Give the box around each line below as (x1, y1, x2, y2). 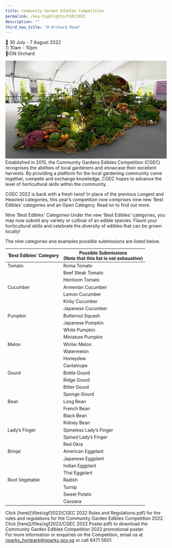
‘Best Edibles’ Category (7, 252, 59, 259)
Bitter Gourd (63, 384, 89, 390)
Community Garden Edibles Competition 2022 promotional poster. (5, 526, 145, 532)
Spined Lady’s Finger (63, 434, 107, 440)
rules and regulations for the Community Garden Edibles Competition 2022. (5, 515, 165, 521)
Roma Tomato (63, 262, 93, 269)
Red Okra (63, 441, 83, 447)
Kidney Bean (63, 420, 91, 426)
